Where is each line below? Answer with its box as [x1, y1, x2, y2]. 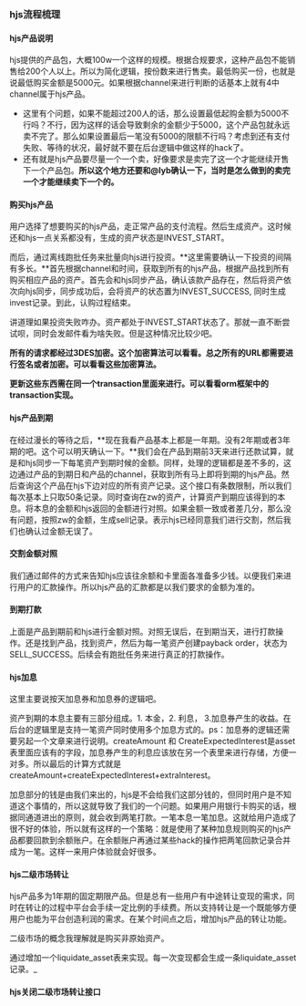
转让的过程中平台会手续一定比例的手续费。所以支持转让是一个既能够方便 [25, 902, 297, 913]
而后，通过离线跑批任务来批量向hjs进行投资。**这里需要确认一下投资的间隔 [9, 252, 292, 263]
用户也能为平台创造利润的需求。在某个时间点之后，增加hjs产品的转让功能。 [9, 914, 292, 925]
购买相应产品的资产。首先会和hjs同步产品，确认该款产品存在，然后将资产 [9, 275, 284, 285]
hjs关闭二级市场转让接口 [9, 986, 102, 997]
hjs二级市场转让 [9, 868, 70, 879]
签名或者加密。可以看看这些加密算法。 [16, 358, 161, 370]
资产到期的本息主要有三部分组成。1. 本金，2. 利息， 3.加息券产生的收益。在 [9, 713, 291, 724]
